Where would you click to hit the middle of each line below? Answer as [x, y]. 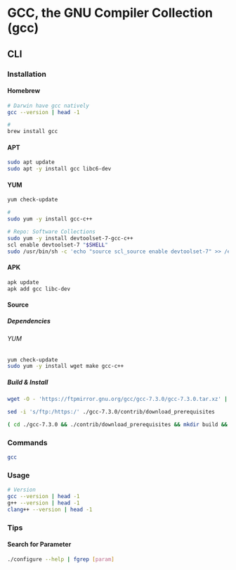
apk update [23, 282]
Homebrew [24, 91]
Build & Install [28, 382]
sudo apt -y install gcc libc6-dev [59, 169]
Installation [27, 74]
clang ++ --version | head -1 [50, 510]
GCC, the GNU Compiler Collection [110, 13]
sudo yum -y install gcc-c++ [50, 219]
